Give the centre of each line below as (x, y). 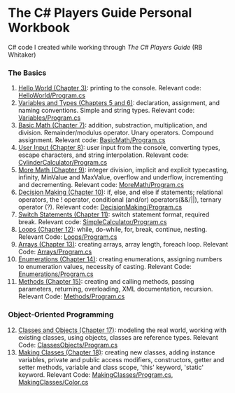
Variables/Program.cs (49, 118)
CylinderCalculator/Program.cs (63, 163)
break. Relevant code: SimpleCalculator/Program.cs (92, 222)
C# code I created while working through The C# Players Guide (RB (105, 47)
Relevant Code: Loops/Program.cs (67, 237)
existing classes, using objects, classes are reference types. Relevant (118, 337)
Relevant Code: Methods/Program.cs (71, 296)
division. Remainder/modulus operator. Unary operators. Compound (116, 133)
